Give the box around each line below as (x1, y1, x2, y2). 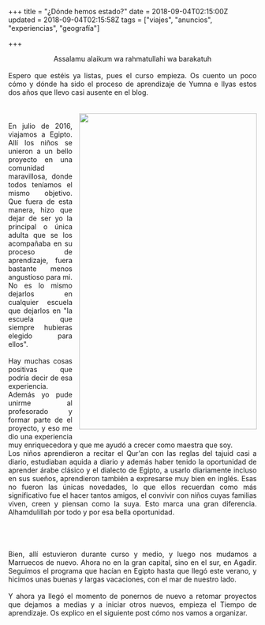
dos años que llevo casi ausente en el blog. (8, 88, 148, 97)
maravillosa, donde (8, 171, 73, 181)
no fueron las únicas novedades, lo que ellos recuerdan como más (8, 482, 257, 491)
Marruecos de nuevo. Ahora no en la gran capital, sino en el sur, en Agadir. (8, 558, 257, 567)
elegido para (8, 331, 73, 341)
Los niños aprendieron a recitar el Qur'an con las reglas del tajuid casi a (8, 449, 257, 457)
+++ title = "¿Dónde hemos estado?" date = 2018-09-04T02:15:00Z (8, 7, 229, 16)
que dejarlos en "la (8, 306, 73, 315)
